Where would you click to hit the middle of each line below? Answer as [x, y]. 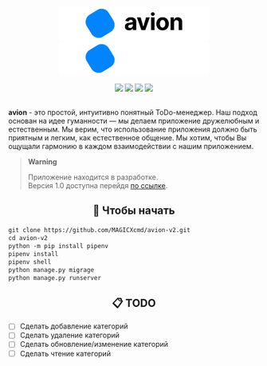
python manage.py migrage [51, 270]
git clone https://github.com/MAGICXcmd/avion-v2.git [100, 230]
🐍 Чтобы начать [134, 211]
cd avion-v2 [28, 238]
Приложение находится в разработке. [93, 177]
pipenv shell [30, 262]
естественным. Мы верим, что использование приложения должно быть [133, 129]
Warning [42, 161]
